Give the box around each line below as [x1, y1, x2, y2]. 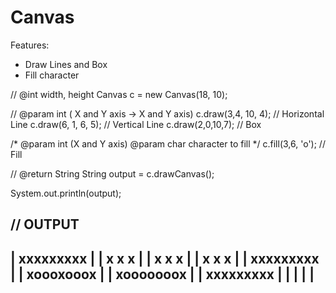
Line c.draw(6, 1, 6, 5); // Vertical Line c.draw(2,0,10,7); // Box [10, 118, 262, 130]
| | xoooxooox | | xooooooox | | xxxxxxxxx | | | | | [10, 266, 315, 283]
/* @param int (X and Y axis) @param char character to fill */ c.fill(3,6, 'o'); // [10, 137, 326, 150]
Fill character [24, 69, 80, 81]
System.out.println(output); [10, 187, 122, 199]
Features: [10, 39, 50, 51]
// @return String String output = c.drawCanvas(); [10, 167, 215, 180]
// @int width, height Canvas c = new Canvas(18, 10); [10, 88, 228, 100]
